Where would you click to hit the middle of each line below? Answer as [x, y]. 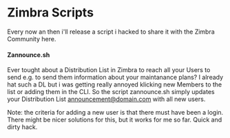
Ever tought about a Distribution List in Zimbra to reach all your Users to [109, 70]
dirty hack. [22, 127]
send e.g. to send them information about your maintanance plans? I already [115, 78]
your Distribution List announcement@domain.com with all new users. [106, 99]
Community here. [32, 38]
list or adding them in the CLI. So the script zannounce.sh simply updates [111, 92]
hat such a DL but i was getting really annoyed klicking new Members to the [115, 84]
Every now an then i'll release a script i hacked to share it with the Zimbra [111, 32]
